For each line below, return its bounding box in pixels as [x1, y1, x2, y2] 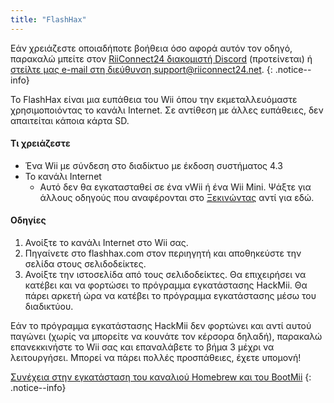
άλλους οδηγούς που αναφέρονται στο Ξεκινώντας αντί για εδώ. [39, 191, 315, 203]
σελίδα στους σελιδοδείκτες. [24, 258, 147, 270]
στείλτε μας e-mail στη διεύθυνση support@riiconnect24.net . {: [10, 63, 273, 75]
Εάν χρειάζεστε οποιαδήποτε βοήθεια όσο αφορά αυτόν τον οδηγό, [10, 42, 293, 54]
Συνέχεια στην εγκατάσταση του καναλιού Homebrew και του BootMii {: [10, 371, 312, 383]
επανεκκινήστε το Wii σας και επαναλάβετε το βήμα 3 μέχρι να [10, 341, 275, 353]
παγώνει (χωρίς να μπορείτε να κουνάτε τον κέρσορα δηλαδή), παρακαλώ [10, 331, 323, 343]
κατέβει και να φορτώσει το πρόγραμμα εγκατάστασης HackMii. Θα [24, 279, 308, 291]
